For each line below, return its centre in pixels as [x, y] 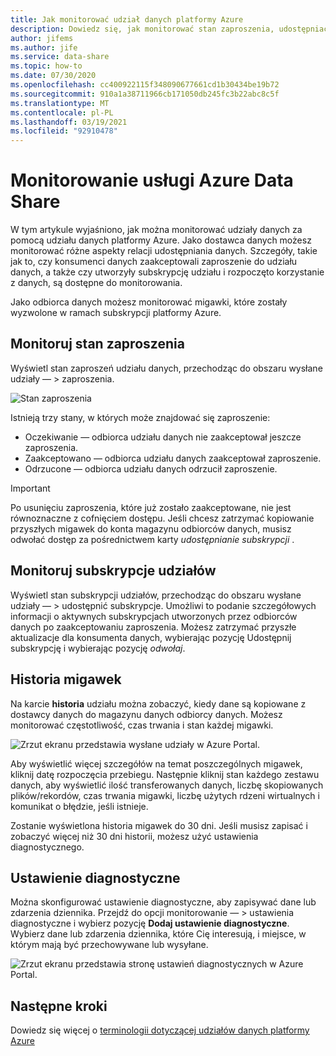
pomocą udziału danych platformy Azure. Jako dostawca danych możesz [161, 240]
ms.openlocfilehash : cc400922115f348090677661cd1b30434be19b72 [145, 85]
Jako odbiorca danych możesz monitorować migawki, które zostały [149, 302]
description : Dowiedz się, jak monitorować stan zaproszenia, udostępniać [169, 29]
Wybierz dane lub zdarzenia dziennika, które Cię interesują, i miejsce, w [158, 934]
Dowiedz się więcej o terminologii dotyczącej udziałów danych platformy [160, 1030]
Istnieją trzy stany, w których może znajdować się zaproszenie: [140, 417]
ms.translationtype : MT [60, 103]
